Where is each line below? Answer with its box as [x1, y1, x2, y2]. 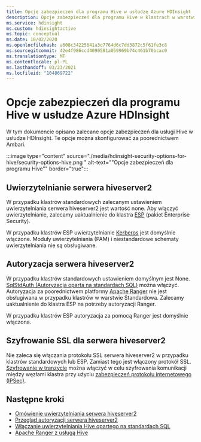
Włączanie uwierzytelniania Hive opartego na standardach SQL [14, 423, 170, 430]
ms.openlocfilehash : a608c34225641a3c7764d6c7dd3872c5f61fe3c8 [6, 42, 167, 48]
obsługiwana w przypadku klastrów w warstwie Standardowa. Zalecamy [6, 294, 184, 301]
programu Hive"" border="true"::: [6, 165, 89, 172]
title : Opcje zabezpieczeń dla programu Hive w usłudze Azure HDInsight [6, 8, 191, 15]
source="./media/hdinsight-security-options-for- [66, 153, 187, 160]
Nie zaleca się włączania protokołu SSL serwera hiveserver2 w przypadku [6, 351, 188, 359]
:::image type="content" [6, 153, 66, 160]
